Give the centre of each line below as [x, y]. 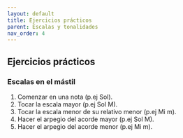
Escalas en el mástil [41, 81]
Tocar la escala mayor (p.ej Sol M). [67, 104]
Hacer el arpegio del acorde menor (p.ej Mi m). [85, 126]
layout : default [31, 14]
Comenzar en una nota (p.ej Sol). [65, 97]
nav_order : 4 [26, 33]
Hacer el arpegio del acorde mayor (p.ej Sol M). [86, 119]
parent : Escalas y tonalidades [53, 27]
